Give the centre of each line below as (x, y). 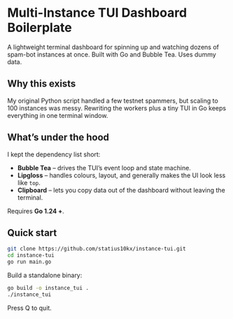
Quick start (32, 233)
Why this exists (42, 84)
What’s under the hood (58, 138)
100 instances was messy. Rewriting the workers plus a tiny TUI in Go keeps (116, 108)
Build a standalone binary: (45, 275)
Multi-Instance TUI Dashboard (97, 13)
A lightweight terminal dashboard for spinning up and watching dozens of (113, 47)
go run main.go (29, 262)
